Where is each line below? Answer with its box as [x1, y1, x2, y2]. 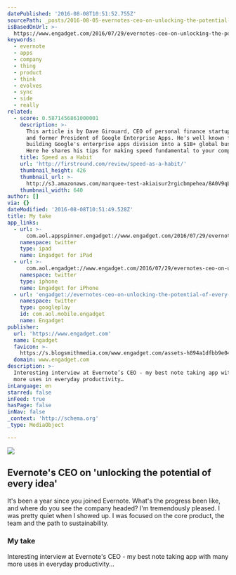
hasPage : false [7, 402, 52, 409]
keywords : [7, 37, 37, 44]
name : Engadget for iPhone [20, 284, 99, 291]
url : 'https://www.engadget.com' [13, 330, 112, 337]
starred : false [7, 389, 52, 396]
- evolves [13, 82, 42, 89]
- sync [13, 88, 33, 95]
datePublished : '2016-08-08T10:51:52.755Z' [7, 10, 137, 18]
